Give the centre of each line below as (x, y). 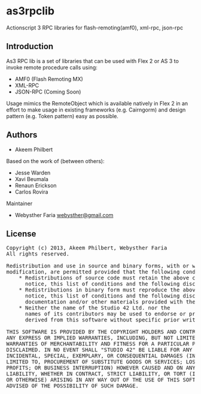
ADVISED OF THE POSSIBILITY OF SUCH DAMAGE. (73, 386)
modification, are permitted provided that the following (93, 272)
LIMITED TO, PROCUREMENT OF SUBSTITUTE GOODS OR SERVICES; (95, 362)
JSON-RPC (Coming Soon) (48, 92)
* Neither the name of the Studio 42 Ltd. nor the (95, 308)
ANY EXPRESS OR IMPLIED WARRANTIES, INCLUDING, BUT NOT (90, 338)
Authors (22, 135)
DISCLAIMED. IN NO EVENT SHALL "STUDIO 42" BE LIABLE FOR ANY (99, 350)
